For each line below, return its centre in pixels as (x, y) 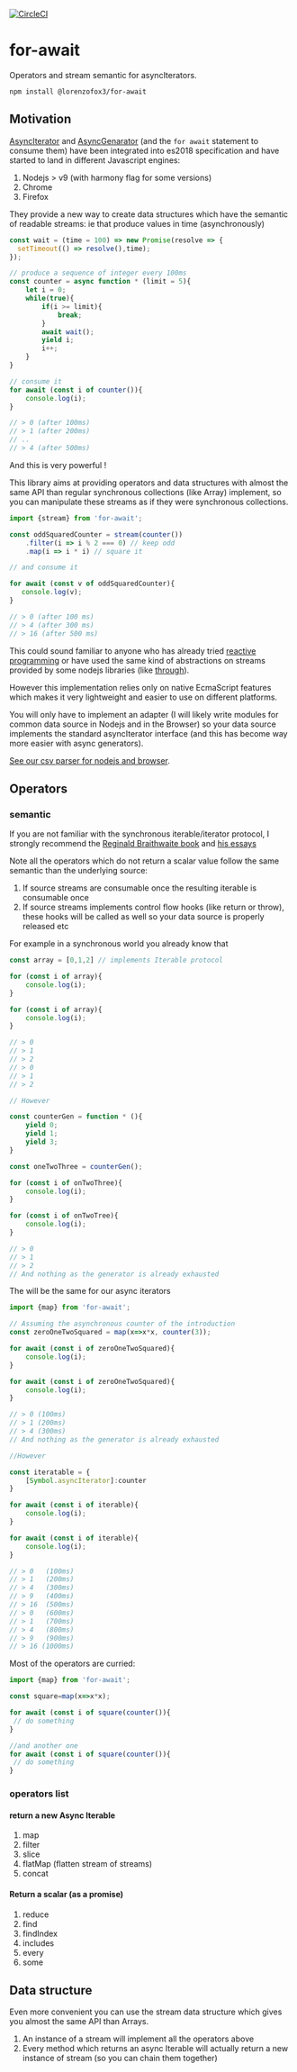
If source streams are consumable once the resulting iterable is (139, 888)
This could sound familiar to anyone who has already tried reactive (133, 651)
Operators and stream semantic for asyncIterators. (103, 75)
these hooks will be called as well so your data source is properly (143, 917)
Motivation (40, 119)
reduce (36, 1914)
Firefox (36, 196)
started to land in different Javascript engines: (95, 160)
